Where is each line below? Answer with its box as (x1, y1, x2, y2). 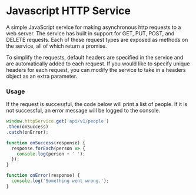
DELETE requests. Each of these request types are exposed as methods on (6, 36, 188, 43)
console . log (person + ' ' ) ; (16, 151, 85, 157)
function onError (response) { (6, 173, 81, 179)
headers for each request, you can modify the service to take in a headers (6, 66, 187, 73)
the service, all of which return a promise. (6, 42, 107, 49)
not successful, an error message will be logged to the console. (6, 107, 161, 114)
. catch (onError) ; (6, 129, 49, 135)
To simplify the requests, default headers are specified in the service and (6, 54, 184, 61)
